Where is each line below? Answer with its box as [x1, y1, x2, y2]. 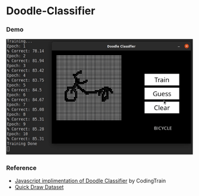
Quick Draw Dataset [14, 184, 64, 191]
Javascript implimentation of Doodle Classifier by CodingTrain [14, 177, 166, 185]
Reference [6, 164, 37, 172]
